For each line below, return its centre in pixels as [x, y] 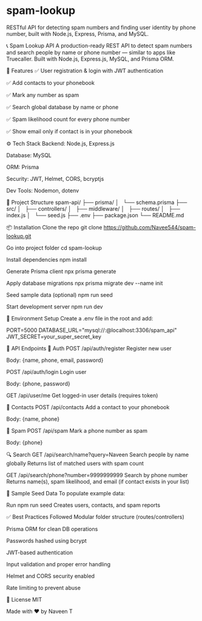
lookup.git [19, 236]
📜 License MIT [24, 599]
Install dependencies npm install [46, 259]
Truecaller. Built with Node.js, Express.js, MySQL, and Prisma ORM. [90, 59]
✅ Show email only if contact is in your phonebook [69, 131]
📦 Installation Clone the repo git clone [54, 227]
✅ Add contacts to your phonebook [51, 83]
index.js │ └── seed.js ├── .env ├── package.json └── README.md [95, 215]
